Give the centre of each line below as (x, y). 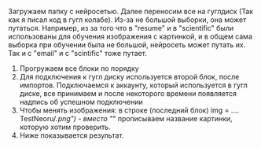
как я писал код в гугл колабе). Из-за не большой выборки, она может (127, 20)
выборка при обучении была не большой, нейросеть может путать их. (127, 45)
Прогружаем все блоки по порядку (79, 68)
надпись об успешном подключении (81, 102)
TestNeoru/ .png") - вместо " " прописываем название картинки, (126, 118)
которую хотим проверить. (65, 127)
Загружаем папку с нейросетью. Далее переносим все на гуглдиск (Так (131, 11)
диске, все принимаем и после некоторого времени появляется (128, 93)
